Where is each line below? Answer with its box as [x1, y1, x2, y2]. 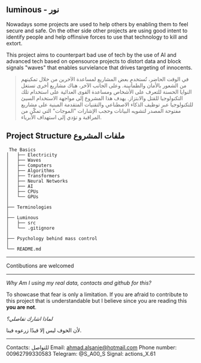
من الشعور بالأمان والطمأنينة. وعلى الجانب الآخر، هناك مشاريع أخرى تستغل [20, 82, 187, 89]
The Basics [8, 146, 36, 153]
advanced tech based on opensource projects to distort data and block [6, 57, 181, 64]
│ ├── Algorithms [6, 167, 55, 174]
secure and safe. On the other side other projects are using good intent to [6, 27, 188, 34]
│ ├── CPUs [6, 188, 39, 195]
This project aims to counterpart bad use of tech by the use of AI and [6, 51, 176, 59]
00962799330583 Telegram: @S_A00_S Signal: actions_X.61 [6, 350, 156, 357]
